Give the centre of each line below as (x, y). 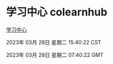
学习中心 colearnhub (57, 12)
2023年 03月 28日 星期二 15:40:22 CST (54, 42)
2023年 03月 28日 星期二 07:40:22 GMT (55, 55)
